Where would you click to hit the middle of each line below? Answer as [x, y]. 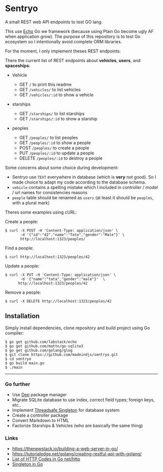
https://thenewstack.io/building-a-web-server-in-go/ [65, 449]
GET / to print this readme [45, 84]
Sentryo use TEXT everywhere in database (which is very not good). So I [84, 177]
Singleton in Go [27, 464]
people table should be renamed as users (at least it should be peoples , [83, 198]
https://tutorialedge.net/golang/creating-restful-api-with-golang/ [77, 454]
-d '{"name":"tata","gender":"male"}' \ [63, 279]
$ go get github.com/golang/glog [39, 350]
